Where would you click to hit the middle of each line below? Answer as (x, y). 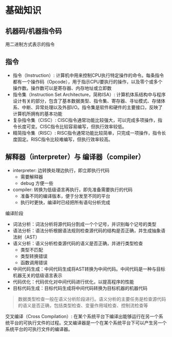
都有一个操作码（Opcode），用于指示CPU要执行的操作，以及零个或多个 (88, 81)
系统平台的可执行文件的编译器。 (39, 329)
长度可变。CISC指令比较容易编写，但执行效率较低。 (72, 127)
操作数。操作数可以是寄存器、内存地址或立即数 (62, 88)
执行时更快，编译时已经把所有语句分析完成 (65, 202)
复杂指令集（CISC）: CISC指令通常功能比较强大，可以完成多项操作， (85, 120)
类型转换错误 (34, 256)
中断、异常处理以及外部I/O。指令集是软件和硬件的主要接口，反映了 (92, 107)
